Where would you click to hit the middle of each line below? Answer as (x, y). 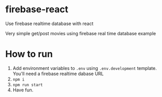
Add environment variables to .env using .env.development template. (85, 68)
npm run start (28, 85)
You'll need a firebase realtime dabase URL (58, 74)
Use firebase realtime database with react (49, 23)
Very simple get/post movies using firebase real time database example (81, 33)
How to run (29, 54)
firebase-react (37, 9)
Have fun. (23, 90)
